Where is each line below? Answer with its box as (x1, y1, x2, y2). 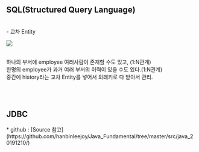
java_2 (177, 132, 194, 140)
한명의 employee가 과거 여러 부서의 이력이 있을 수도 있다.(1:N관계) (6, 65, 163, 73)
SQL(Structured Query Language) (6, 5, 136, 15)
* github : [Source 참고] (6, 126, 64, 133)
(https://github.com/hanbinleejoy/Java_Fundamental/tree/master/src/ (6, 132, 178, 140)
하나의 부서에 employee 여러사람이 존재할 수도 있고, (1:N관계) (6, 58, 152, 65)
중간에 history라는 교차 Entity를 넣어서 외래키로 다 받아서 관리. (6, 73, 153, 81)
